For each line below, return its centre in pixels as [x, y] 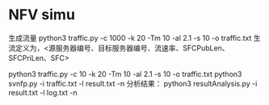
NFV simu [42, 15]
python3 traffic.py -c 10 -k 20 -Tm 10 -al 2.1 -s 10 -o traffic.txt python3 [125, 74]
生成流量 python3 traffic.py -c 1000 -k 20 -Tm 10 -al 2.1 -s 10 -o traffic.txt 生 [134, 38]
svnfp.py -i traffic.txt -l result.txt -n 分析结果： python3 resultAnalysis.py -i [133, 83]
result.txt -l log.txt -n [43, 92]
